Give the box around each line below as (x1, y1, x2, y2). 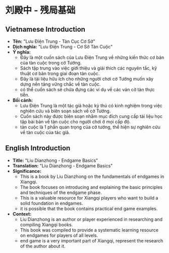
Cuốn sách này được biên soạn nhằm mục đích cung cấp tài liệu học (20, 113, 163, 119)
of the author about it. (20, 243, 66, 249)
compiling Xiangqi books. (20, 221, 73, 227)
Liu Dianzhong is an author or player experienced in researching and (20, 216, 163, 222)
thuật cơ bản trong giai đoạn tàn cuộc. (20, 71, 100, 76)
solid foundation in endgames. (20, 200, 83, 206)
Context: (12, 211, 32, 217)
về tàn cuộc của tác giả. (20, 130, 71, 135)
